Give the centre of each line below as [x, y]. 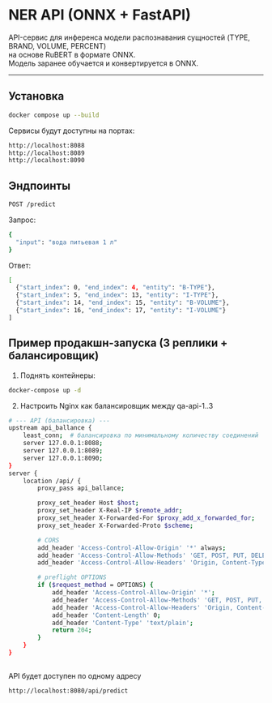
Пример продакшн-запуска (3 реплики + [118, 343]
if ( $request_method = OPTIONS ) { [96, 585]
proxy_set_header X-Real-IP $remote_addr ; [110, 511]
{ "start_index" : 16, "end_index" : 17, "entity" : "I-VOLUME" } [121, 311]
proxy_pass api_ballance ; [81, 488]
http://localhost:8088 [47, 145]
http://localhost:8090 [47, 161]
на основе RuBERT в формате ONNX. [72, 54]
